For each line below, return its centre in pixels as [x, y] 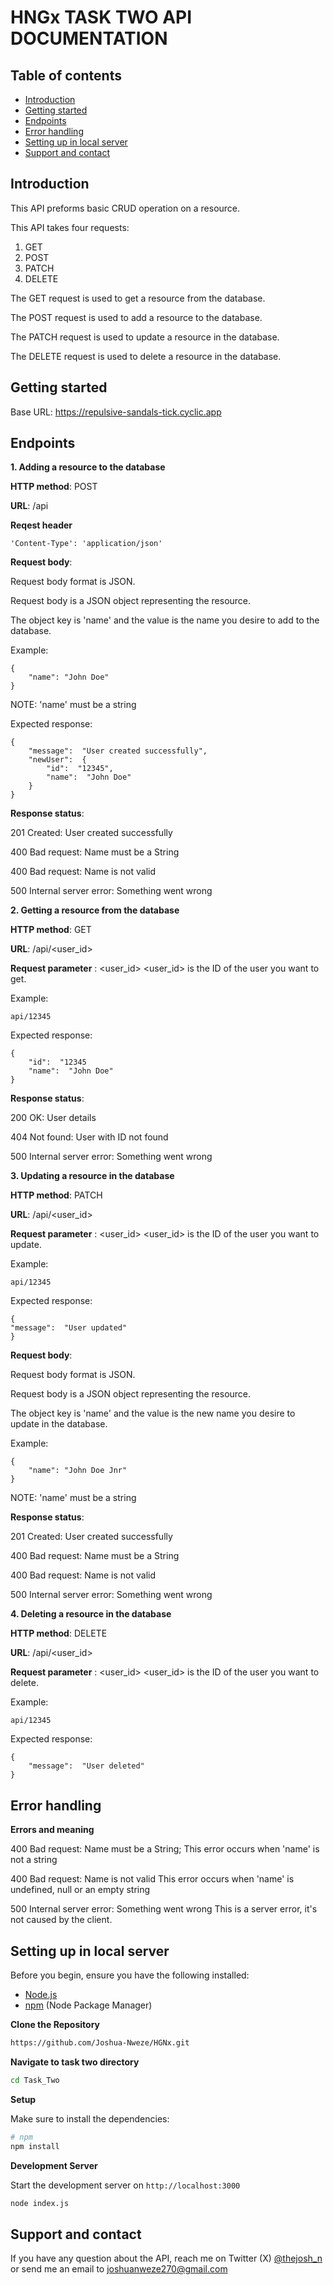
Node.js [41, 1995]
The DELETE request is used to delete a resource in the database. [146, 356]
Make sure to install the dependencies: [90, 2118]
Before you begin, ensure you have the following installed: [130, 1975]
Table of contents [66, 75]
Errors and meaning [52, 1830]
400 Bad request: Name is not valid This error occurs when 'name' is [152, 1879]
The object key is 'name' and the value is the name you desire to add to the [165, 620]
